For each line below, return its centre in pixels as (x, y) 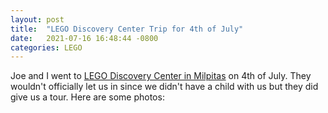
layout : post (37, 19)
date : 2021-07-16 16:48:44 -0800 (84, 38)
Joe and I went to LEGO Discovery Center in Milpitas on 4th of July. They (161, 76)
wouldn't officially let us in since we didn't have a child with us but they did (164, 87)
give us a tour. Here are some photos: (87, 97)
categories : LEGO (46, 47)
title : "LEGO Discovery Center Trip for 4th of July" (127, 29)
